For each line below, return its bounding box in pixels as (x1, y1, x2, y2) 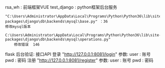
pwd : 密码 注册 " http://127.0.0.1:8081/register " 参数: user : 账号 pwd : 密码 (5, 57, 154, 63)
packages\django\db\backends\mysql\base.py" (5, 19, 98, 24)
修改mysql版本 (5, 24, 31, 29)
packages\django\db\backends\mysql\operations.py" (5, 37, 111, 42)
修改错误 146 (14, 42, 40, 47)
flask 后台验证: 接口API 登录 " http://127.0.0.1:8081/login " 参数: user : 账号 (5, 51, 151, 57)
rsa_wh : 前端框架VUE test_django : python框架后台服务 (5, 4, 117, 10)
